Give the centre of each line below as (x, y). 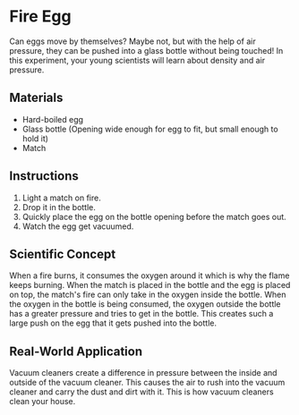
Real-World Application (76, 351)
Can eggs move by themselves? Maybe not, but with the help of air (133, 41)
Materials (36, 98)
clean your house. (43, 402)
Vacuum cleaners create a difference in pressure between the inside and (143, 373)
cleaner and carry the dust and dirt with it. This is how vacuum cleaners (142, 392)
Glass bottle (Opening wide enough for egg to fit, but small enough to (150, 129)
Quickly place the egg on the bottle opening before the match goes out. (154, 216)
